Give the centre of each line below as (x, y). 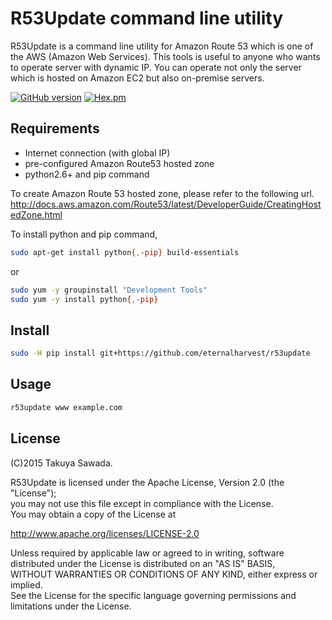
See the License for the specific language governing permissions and (153, 595)
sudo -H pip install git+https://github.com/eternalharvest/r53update (160, 353)
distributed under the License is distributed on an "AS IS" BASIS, (143, 563)
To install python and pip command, (84, 234)
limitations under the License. (71, 606)
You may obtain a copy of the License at (93, 514)
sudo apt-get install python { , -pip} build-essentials (125, 252)
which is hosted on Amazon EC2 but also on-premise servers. (137, 78)
